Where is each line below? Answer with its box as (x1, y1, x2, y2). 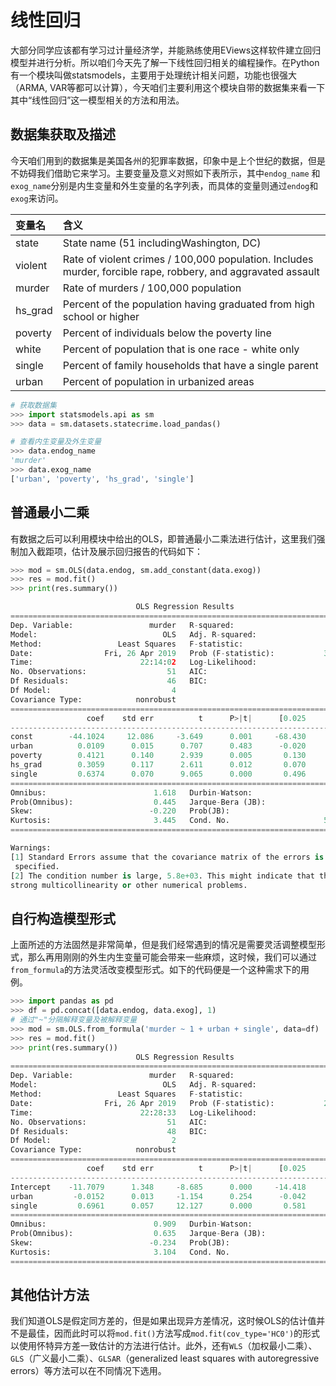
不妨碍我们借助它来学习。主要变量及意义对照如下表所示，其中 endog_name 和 (10, 167, 321, 179)
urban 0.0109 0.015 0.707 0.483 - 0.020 (10, 741, 307, 751)
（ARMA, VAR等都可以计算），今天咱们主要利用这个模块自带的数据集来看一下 (10, 81, 326, 93)
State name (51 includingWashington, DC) (62, 236, 262, 250)
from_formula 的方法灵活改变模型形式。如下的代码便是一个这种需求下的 (10, 964, 301, 976)
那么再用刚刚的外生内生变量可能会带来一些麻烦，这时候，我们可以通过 (27, 951, 317, 963)
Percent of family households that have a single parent (62, 358, 319, 372)
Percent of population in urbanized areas (62, 374, 255, 388)
